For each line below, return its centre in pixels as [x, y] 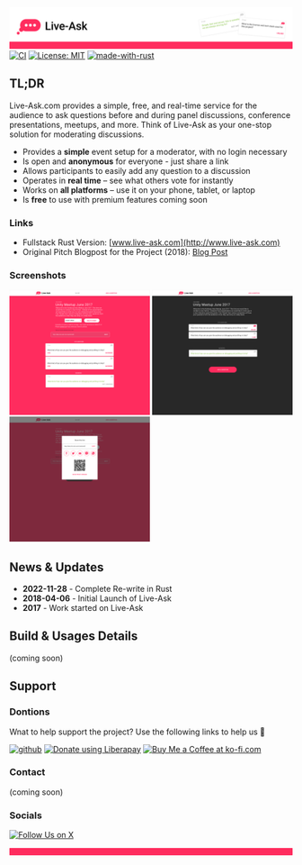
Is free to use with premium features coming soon [115, 199]
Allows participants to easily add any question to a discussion [136, 170]
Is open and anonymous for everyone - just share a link [125, 161]
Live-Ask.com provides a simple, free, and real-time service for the [133, 105]
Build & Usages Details [74, 637]
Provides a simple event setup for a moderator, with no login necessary [155, 151]
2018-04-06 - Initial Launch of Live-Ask [97, 598]
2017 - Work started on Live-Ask [83, 608]
